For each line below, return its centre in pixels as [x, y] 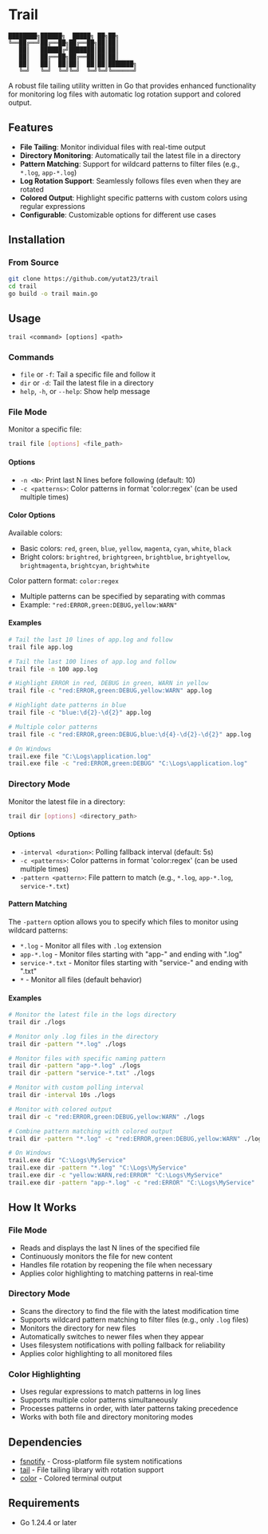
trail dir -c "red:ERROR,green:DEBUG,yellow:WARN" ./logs [106, 1117]
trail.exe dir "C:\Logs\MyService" [67, 1161]
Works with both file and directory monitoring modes [106, 1417]
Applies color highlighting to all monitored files [96, 1353]
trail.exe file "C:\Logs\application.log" [80, 756]
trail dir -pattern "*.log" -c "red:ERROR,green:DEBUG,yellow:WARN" [124, 1138]
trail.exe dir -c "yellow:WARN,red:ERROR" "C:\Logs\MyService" [116, 1175]
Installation [37, 240]
